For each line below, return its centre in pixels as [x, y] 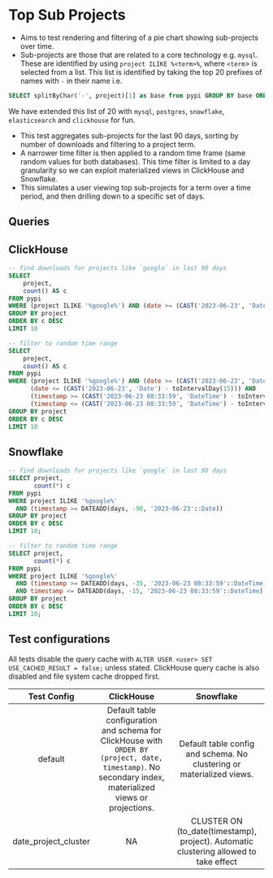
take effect [217, 862]
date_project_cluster [52, 841]
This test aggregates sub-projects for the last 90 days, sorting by [129, 135]
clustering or [217, 764]
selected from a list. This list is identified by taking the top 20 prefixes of [141, 72]
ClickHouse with [132, 740]
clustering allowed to [217, 851]
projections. [132, 807]
